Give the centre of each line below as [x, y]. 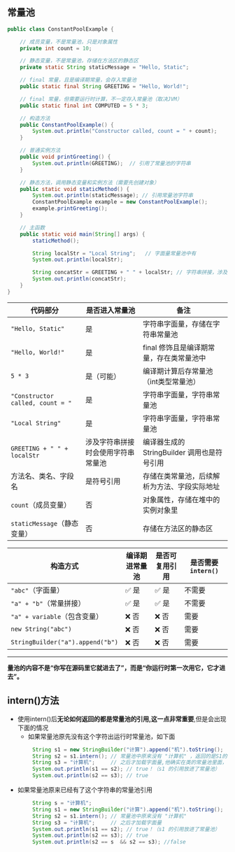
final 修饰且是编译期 [176, 347]
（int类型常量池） [172, 381]
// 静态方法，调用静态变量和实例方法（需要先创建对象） [90, 183]
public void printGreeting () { [65, 157]
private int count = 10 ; [56, 48]
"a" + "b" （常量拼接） [48, 603]
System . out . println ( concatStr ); [80, 279]
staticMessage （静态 [45, 523]
